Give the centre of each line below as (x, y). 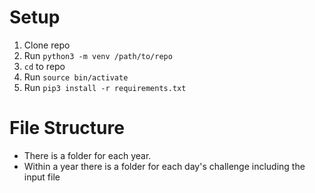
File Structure (67, 128)
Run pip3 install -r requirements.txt (105, 87)
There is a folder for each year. (87, 155)
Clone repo (47, 45)
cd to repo (44, 66)
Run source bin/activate (76, 77)
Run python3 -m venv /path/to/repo (98, 55)
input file (42, 177)
